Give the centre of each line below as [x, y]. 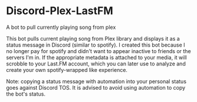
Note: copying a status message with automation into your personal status [96, 81]
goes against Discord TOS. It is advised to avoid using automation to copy [96, 87]
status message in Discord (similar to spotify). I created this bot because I [96, 45]
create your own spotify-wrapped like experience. [67, 70]
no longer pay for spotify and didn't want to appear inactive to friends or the [98, 51]
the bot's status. [26, 94]
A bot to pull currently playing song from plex [61, 27]
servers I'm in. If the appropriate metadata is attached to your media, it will [96, 57]
